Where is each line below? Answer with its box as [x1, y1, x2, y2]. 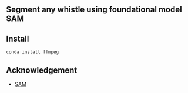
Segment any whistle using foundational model [6, 5, 182, 15]
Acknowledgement [6, 65, 78, 75]
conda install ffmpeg [6, 49, 59, 55]
